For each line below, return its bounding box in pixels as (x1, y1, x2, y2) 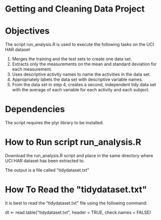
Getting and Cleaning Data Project (5, 3, 145, 15)
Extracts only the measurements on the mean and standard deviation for (12, 61, 157, 67)
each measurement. (12, 66, 52, 72)
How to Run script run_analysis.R (5, 137, 142, 148)
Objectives (5, 26, 50, 37)
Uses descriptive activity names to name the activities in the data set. (12, 72, 151, 77)
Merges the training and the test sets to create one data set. (12, 56, 132, 62)
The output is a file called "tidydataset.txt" (5, 167, 90, 173)
